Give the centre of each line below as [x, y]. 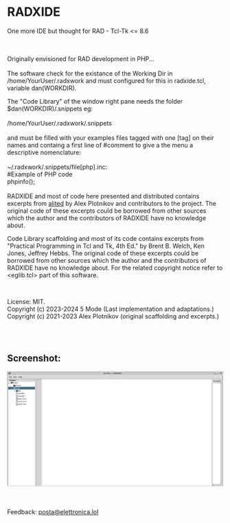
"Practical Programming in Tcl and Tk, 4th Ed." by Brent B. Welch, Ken [106, 246]
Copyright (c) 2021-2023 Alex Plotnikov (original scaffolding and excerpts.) [113, 316]
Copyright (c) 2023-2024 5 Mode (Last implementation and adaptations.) [111, 309]
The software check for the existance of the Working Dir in [90, 73]
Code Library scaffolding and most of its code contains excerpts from [106, 238]
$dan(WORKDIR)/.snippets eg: [50, 108]
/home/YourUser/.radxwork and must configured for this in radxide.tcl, [106, 80]
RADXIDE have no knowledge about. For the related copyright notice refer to [115, 268]
